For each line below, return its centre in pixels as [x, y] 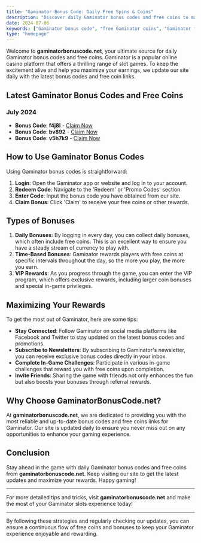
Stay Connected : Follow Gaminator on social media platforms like [96, 331]
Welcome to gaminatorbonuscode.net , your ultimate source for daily [92, 51]
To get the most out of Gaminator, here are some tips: [72, 319]
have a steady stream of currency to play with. [72, 248]
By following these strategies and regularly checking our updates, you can [98, 521]
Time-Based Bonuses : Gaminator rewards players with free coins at [99, 254]
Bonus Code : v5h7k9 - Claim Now [57, 138]
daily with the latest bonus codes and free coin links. [71, 77]
